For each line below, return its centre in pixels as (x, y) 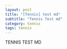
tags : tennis (18, 28)
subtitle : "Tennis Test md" (34, 19)
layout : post (18, 10)
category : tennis (23, 24)
